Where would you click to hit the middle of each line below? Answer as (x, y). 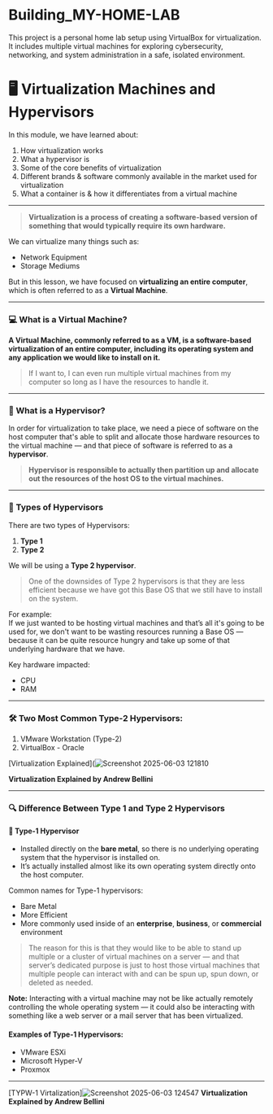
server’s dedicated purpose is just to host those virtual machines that (144, 965)
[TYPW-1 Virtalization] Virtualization (128, 1093)
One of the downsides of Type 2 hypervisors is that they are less (136, 581)
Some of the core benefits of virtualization (91, 168)
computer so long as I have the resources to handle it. (118, 382)
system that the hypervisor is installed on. (90, 858)
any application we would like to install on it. (84, 358)
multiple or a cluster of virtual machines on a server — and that (134, 957)
